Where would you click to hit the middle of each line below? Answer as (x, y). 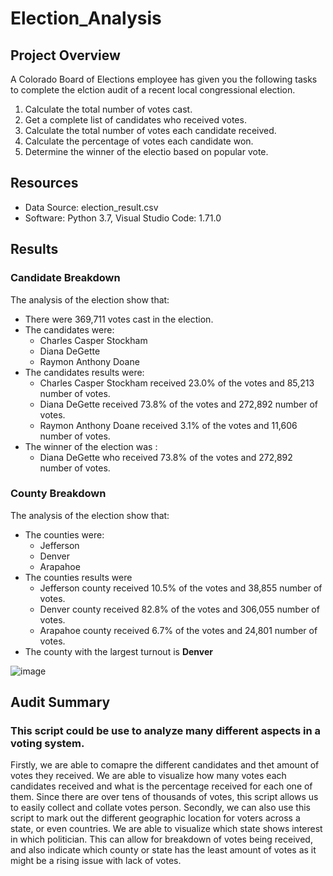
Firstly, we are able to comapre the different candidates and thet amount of (165, 765)
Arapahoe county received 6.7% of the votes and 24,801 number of (178, 630)
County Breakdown (58, 494)
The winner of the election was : (91, 446)
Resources (44, 183)
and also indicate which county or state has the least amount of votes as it (163, 850)
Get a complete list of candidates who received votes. (135, 120)
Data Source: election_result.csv (91, 207)
